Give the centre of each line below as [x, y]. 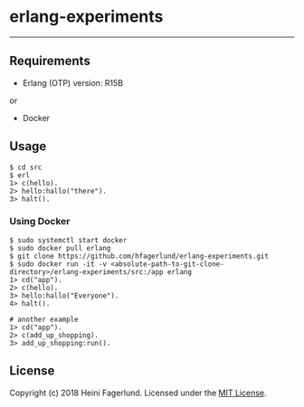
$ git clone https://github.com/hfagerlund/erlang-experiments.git [139, 256]
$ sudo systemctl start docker [68, 240]
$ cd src [26, 167]
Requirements [50, 61]
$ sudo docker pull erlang [60, 248]
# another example [44, 319]
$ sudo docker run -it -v [58, 264]
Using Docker [40, 222]
